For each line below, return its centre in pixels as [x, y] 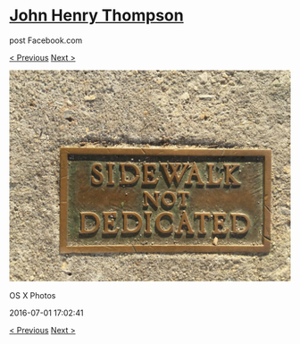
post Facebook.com [46, 40]
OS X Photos [33, 295]
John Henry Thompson [97, 16]
